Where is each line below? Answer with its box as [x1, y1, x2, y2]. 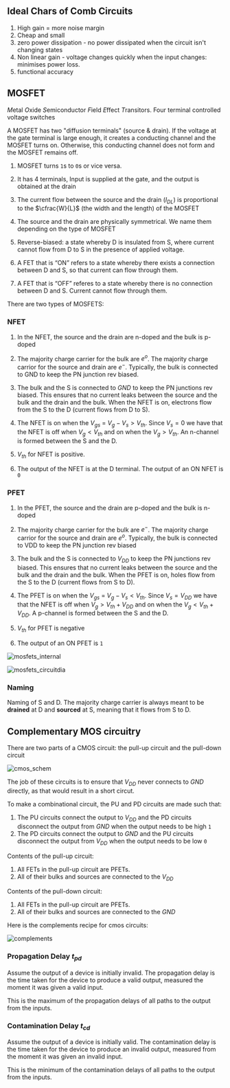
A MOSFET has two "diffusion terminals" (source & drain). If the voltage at [7, 126, 217, 135]
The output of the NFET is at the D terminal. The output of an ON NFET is [16, 465, 224, 473]
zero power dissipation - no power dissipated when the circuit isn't [16, 38, 207, 47]
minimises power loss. [16, 60, 80, 68]
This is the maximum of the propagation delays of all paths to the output [7, 996, 211, 1005]
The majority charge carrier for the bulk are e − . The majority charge [16, 524, 209, 534]
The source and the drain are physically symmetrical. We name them [16, 218, 211, 226]
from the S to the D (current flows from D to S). [16, 405, 150, 414]
